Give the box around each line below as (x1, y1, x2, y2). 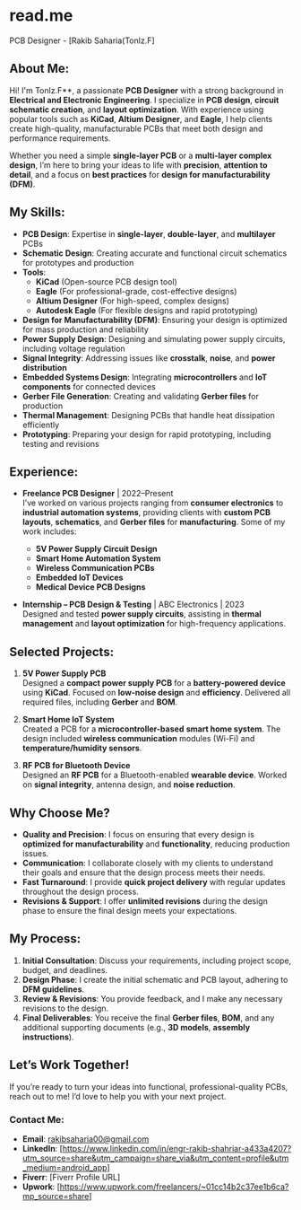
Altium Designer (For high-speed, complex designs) (35, 295, 230, 306)
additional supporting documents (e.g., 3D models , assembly (21, 1021, 251, 1032)
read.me (9, 5, 73, 26)
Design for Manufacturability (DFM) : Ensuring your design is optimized (21, 314, 288, 325)
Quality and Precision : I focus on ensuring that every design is (21, 829, 255, 839)
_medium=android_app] (21, 1162, 110, 1172)
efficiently (21, 419, 60, 430)
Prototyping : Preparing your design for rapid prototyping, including (21, 428, 271, 440)
